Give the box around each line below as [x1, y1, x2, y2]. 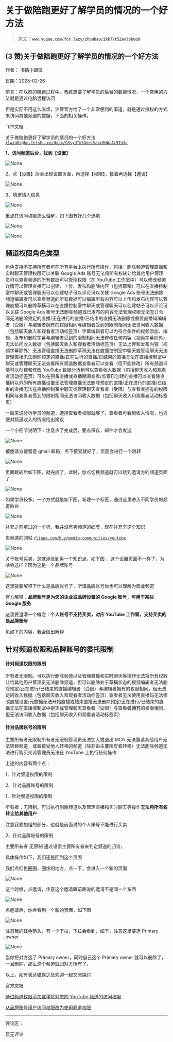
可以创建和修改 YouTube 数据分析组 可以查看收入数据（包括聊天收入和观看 [9, 367, 166, 373]
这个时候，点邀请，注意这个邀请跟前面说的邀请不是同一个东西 [5, 886, 136, 892]
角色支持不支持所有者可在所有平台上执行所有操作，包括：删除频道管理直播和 [5, 264, 168, 270]
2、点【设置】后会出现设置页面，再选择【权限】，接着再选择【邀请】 [5, 170, 150, 177]
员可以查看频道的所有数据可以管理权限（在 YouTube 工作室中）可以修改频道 [5, 276, 166, 283]
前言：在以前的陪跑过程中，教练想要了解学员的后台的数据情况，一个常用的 [5, 89, 163, 95]
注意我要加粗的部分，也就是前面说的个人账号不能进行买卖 [5, 822, 127, 828]
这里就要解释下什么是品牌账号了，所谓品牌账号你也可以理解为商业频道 [5, 583, 154, 589]
